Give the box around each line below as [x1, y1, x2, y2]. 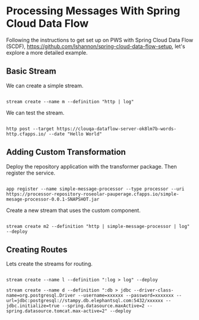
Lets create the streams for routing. [6, 260, 93, 268]
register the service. [6, 169, 55, 176]
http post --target [6, 126, 55, 132]
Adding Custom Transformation [6, 147, 126, 157]
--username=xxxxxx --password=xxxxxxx [78, 293, 174, 299]
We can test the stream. [6, 109, 65, 116]
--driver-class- [133, 287, 174, 293]
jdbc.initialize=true [6, 303, 60, 309]
